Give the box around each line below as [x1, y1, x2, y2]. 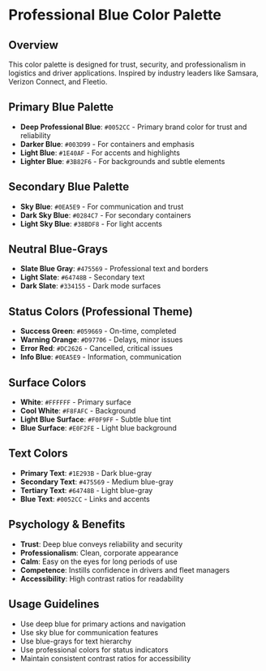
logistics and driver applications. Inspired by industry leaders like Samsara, [8, 68, 259, 78]
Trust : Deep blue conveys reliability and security [19, 539, 183, 549]
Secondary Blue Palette [8, 180, 130, 194]
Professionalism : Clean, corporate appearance [19, 548, 178, 557]
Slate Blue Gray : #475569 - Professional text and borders [19, 264, 208, 274]
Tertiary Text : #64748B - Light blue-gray [19, 485, 153, 495]
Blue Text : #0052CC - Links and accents [19, 494, 150, 504]
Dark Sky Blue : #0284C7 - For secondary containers [19, 210, 191, 220]
